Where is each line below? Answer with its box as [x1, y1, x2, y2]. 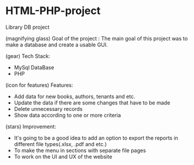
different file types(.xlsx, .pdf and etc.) [13, 140, 107, 147]
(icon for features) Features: [5, 81, 74, 89]
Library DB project [5, 23, 50, 31]
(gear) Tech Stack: [5, 52, 50, 59]
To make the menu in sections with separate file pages [13, 147, 146, 154]
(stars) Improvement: [5, 123, 56, 130]
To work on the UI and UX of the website [13, 153, 113, 160]
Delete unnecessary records [13, 105, 83, 112]
